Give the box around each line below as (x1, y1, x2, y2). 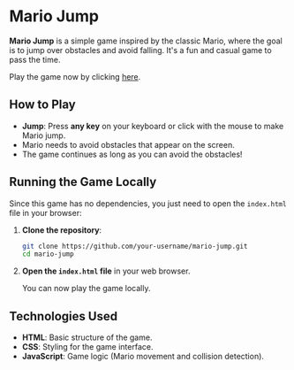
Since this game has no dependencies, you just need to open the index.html (9, 197, 287, 209)
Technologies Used (9, 308, 117, 324)
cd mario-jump (21, 250, 74, 258)
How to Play (9, 97, 77, 112)
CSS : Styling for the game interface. (21, 342, 154, 352)
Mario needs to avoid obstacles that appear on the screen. (21, 139, 236, 150)
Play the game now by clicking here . (9, 71, 141, 81)
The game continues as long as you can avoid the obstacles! (21, 149, 243, 159)
